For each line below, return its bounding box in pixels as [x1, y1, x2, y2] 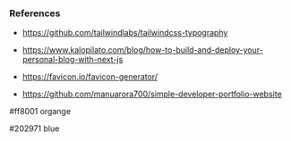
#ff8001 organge [9, 106, 72, 117]
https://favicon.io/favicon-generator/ [21, 71, 158, 82]
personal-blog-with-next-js [21, 54, 124, 65]
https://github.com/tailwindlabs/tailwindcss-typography [21, 28, 228, 38]
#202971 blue [9, 123, 60, 134]
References [9, 7, 61, 20]
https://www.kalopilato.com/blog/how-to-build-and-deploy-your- [21, 45, 264, 55]
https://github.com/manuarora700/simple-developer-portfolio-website [21, 88, 282, 100]
